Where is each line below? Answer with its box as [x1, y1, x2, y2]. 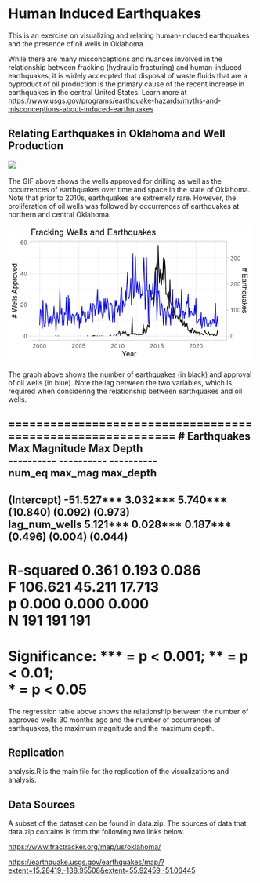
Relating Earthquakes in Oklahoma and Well [8, 127, 226, 140]
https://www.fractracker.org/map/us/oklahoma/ [8, 842, 161, 852]
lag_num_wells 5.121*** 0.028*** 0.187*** [8, 517, 233, 531]
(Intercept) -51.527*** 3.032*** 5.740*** [8, 493, 228, 506]
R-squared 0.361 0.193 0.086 [8, 561, 201, 579]
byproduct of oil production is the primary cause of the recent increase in [8, 79, 245, 89]
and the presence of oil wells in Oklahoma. [8, 38, 146, 48]
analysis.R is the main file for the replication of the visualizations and [8, 767, 229, 776]
